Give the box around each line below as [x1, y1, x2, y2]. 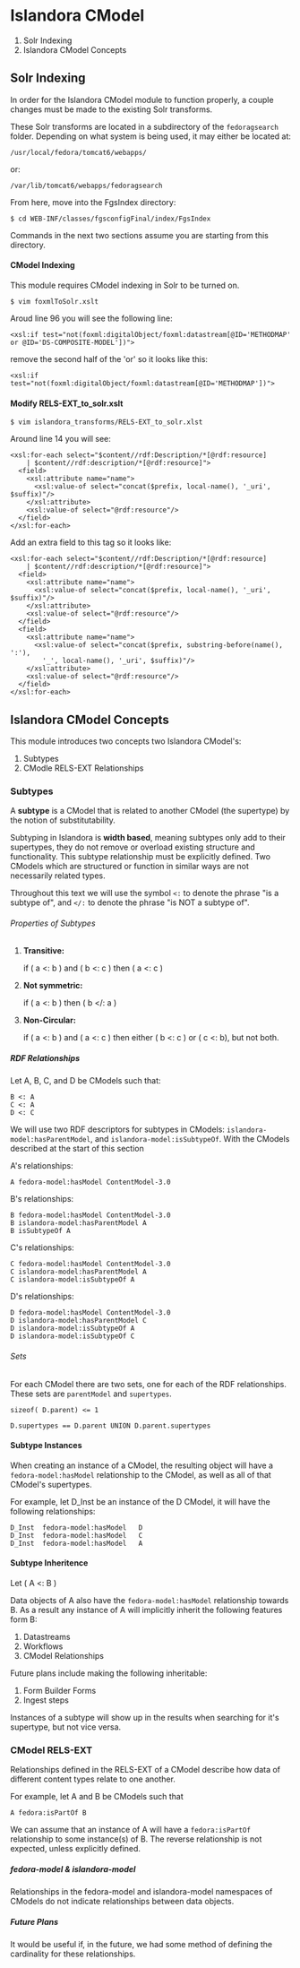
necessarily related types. [10, 870, 106, 881]
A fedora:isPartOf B [10, 1808, 88, 1817]
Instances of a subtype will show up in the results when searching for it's [10, 1713, 280, 1723]
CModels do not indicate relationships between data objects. [10, 1896, 235, 1907]
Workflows [22, 1641, 64, 1652]
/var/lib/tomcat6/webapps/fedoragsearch [10, 181, 164, 190]
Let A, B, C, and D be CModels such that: [10, 1075, 161, 1086]
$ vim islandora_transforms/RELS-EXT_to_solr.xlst [10, 418, 203, 427]
